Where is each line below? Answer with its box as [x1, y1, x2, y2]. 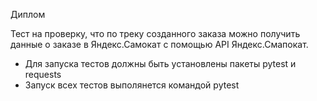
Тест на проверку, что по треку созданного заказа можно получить [10, 28, 301, 39]
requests [24, 69, 62, 80]
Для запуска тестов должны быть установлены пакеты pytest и [24, 58, 297, 69]
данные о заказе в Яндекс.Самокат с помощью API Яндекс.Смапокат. [10, 39, 309, 50]
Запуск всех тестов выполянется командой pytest [24, 79, 240, 91]
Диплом [10, 9, 46, 20]
